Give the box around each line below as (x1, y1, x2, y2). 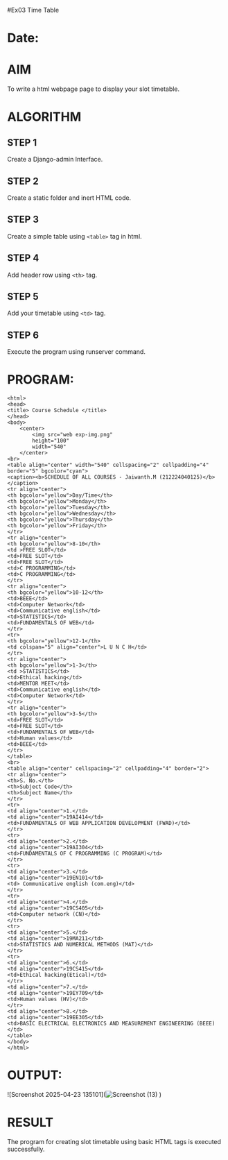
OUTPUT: (7, 1068, 62, 1083)
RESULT (7, 1115, 54, 1130)
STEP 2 (7, 175, 40, 187)
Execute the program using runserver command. (7, 348, 146, 356)
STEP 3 (7, 214, 40, 225)
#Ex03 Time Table (7, 6, 60, 14)
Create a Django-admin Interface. (7, 155, 103, 164)
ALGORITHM (7, 109, 82, 125)
